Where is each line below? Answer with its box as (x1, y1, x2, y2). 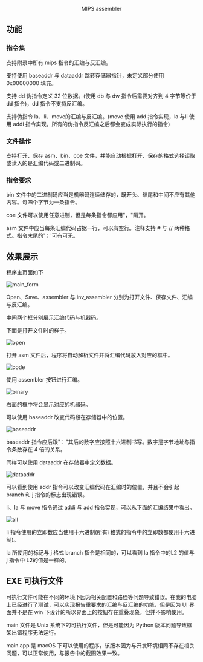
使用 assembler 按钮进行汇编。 (6, 376, 83, 383)
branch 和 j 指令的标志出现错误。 (6, 491, 88, 498)
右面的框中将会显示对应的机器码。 (6, 400, 91, 408)
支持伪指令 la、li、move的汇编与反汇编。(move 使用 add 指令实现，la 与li (6, 112, 188, 120)
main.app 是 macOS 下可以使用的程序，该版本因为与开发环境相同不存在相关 (6, 641, 195, 649)
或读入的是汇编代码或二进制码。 (6, 159, 86, 166)
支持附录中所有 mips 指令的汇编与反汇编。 (6, 59, 112, 66)
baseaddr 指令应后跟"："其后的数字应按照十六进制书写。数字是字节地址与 (6, 438, 190, 445)
